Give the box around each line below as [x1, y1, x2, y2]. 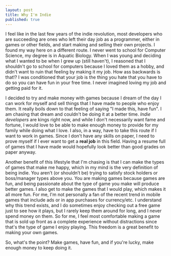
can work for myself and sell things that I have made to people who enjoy [5, 100, 159, 107]
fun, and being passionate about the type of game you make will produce [5, 181, 159, 187]
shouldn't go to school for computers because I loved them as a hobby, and [5, 63, 164, 69]
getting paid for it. [5, 85, 43, 91]
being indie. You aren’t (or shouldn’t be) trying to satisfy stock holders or [5, 170, 158, 176]
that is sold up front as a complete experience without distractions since [5, 219, 157, 225]
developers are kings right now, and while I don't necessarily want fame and [5, 117, 165, 123]
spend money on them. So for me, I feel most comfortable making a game [5, 213, 160, 219]
